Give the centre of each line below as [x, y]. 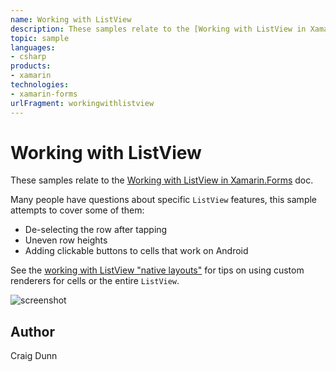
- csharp [28, 57]
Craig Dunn [34, 356]
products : [31, 66]
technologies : [40, 85]
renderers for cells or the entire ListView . [95, 281]
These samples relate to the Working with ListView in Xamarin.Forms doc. [162, 180]
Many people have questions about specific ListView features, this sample [164, 200]
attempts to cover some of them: [77, 210]
